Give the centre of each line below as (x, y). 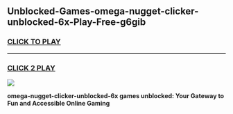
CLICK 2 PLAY (31, 68)
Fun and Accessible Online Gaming (59, 103)
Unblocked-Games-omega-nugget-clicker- (103, 11)
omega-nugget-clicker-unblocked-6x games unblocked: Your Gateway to (115, 95)
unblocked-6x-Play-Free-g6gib (77, 22)
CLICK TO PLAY (34, 42)
